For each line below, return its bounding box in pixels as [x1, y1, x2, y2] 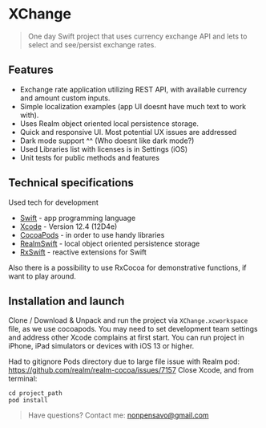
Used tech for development [8, 198, 99, 207]
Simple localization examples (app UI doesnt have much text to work [19, 101, 247, 111]
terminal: [8, 374, 38, 384]
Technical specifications [8, 176, 135, 190]
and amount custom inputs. [19, 93, 111, 103]
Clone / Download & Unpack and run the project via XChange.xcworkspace [8, 316, 248, 325]
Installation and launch [8, 294, 125, 308]
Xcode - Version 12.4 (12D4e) [19, 222, 118, 231]
